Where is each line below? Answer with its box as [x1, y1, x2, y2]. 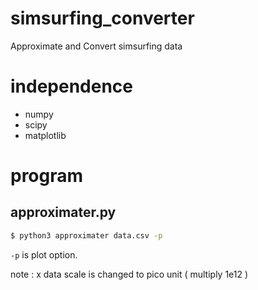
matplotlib [24, 129, 67, 141]
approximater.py [10, 204, 117, 221]
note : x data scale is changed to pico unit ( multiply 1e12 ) [10, 268, 249, 280]
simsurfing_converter [10, 7, 195, 30]
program [10, 165, 84, 187]
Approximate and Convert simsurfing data [10, 40, 183, 52]
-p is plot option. [10, 248, 78, 261]
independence [10, 75, 134, 98]
